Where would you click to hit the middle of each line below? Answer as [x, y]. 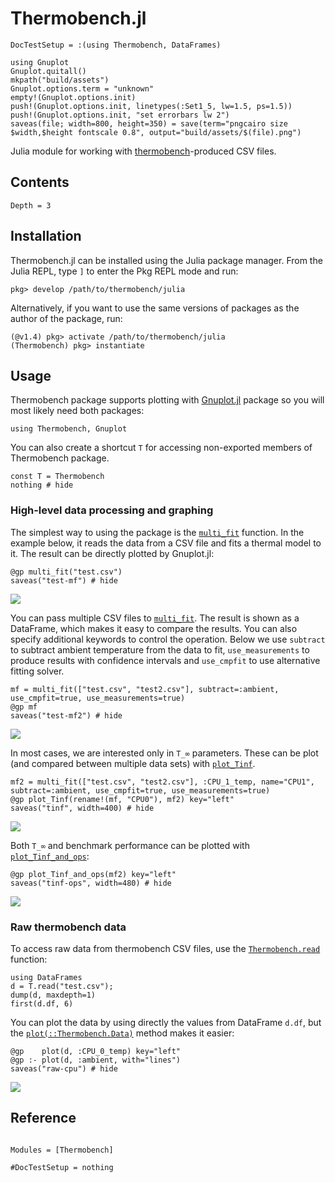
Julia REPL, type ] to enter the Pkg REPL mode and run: [124, 271]
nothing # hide [42, 485]
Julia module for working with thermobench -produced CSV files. [143, 151]
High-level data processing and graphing [112, 510]
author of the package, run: [66, 318]
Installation [46, 236]
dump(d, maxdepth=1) [53, 995]
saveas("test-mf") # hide [64, 580]
